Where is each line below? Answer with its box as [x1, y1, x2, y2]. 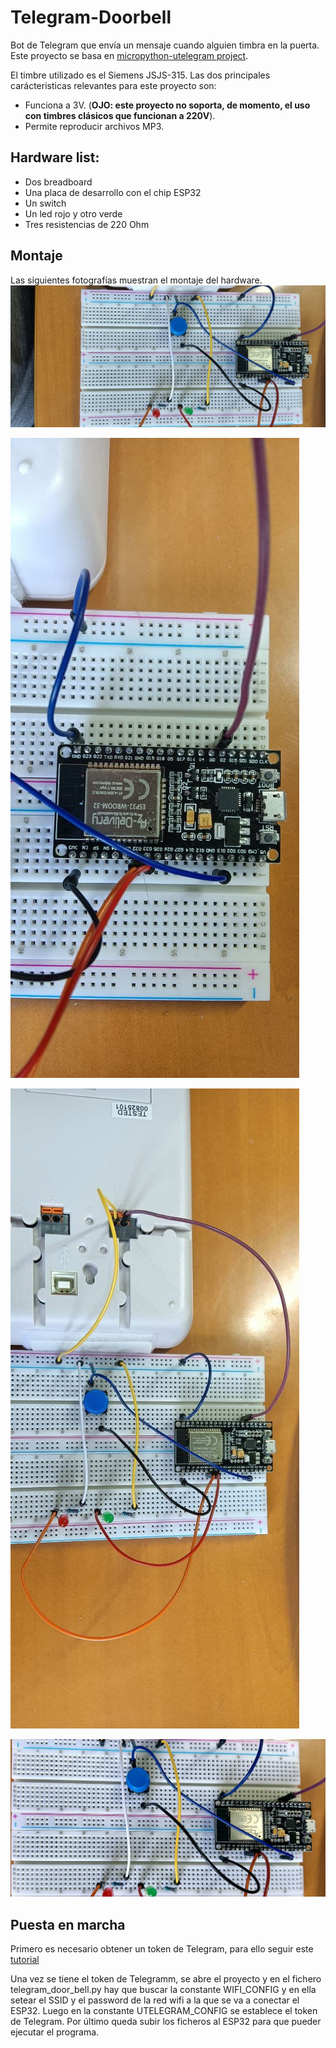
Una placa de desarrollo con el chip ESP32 [24, 186, 202, 198]
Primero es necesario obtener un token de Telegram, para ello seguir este [10, 1943, 314, 1955]
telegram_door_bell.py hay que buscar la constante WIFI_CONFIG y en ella [10, 1984, 317, 1996]
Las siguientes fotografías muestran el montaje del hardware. [10, 274, 263, 286]
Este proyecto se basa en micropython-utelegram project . [10, 49, 249, 61]
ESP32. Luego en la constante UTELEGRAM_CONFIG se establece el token [10, 2005, 318, 2017]
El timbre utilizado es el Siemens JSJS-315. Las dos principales [10, 69, 271, 81]
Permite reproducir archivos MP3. [24, 120, 165, 132]
